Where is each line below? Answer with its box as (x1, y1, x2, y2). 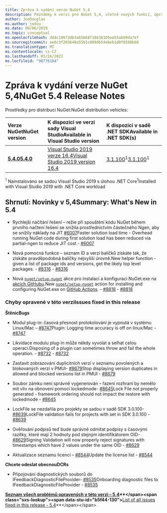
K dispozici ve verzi (47, 119, 95, 126)
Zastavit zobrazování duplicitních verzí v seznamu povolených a (12, 360, 144, 366)
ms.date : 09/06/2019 (5, 26, 48, 31)
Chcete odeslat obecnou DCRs (5, 461, 69, 467)
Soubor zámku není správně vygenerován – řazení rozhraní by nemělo (12, 380, 156, 386)
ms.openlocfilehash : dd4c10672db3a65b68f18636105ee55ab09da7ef (5, 35, 139, 40)
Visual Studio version (47, 138, 99, 145)
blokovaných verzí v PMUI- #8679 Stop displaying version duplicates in (12, 365, 158, 371)
